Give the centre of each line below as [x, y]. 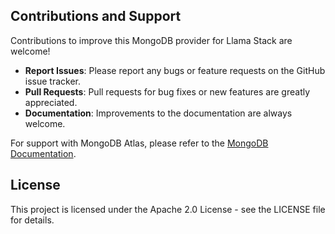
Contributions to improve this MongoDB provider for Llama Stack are [151, 40]
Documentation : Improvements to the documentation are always [158, 113]
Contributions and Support [96, 16]
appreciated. [51, 102]
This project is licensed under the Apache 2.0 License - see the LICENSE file [168, 209]
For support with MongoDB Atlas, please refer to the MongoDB [139, 143]
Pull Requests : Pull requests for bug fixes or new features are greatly [167, 91]
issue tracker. [53, 81]
